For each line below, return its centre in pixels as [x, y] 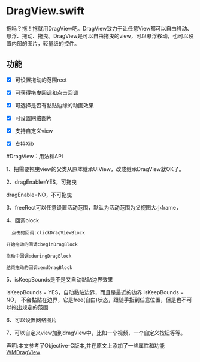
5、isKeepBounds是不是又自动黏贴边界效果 [60, 280]
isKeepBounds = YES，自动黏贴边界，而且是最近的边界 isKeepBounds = [95, 292]
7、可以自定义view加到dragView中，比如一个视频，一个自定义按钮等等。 [96, 333]
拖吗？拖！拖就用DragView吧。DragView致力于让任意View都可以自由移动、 [99, 28]
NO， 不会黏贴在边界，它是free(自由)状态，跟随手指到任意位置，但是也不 [96, 300]
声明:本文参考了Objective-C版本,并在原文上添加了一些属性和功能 [86, 346]
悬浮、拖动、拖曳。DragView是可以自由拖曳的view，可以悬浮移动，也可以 [97, 36]
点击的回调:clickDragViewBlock [48, 233]
